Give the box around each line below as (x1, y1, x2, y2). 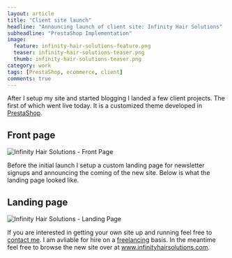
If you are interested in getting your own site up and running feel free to (7, 228, 212, 236)
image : (7, 36, 26, 43)
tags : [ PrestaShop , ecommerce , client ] (7, 68, 123, 75)
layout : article (7, 10, 54, 17)
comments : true (7, 75, 52, 82)
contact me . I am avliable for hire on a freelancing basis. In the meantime (7, 236, 216, 244)
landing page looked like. (7, 176, 79, 185)
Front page (7, 129, 56, 141)
